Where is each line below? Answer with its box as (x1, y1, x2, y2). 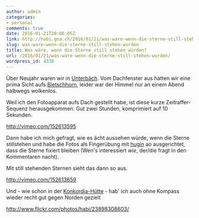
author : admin (6, 8, 41, 15)
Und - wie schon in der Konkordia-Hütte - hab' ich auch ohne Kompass (6, 187, 179, 194)
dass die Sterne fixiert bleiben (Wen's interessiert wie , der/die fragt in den (6, 146, 187, 154)
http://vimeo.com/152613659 (6, 176, 77, 183)
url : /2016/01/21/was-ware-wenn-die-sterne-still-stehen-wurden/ (6, 53, 171, 59)
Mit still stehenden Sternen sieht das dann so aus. (6, 164, 128, 172)
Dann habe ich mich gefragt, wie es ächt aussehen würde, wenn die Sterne (6, 134, 190, 141)
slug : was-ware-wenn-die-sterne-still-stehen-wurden (6, 42, 139, 48)
